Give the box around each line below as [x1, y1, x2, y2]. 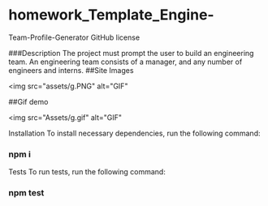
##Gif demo [8, 97, 49, 106]
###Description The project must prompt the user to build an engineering [8, 48, 254, 58]
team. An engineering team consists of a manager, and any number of [8, 57, 243, 67]
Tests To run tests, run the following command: [8, 167, 166, 177]
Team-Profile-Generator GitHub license [8, 32, 140, 42]
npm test [8, 187, 45, 199]
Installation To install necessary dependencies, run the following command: [8, 128, 261, 138]
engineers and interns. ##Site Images [8, 65, 134, 75]
